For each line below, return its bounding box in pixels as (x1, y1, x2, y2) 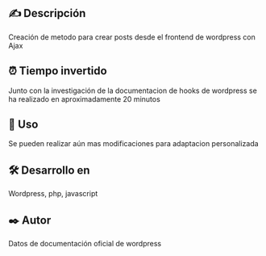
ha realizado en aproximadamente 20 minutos (8, 94, 161, 103)
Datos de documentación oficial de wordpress (8, 239, 162, 249)
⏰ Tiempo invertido (8, 64, 107, 78)
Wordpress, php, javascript (8, 189, 98, 199)
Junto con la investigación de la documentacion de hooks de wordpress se (8, 86, 258, 95)
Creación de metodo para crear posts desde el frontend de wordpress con (8, 31, 256, 42)
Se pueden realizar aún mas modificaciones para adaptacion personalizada (8, 139, 260, 149)
